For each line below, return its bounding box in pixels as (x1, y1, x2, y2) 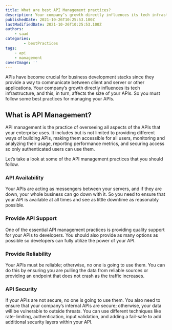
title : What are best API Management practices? (5, 7, 111, 13)
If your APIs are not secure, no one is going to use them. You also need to (5, 297, 161, 303)
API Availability (5, 174, 44, 181)
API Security (5, 285, 37, 293)
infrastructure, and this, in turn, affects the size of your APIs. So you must (5, 90, 160, 96)
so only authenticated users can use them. (5, 146, 95, 152)
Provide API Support (5, 215, 57, 222)
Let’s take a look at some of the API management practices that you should (5, 156, 163, 162)
